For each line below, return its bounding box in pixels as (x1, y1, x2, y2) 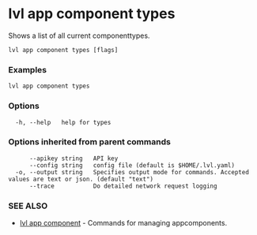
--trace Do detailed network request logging (28, 182, 217, 190)
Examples (8, 64, 47, 75)
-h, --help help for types (15, 118, 111, 126)
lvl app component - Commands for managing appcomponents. (19, 218, 228, 228)
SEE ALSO (8, 200, 48, 211)
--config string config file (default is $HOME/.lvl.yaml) (28, 161, 236, 170)
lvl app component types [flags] (8, 46, 119, 54)
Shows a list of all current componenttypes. (8, 31, 150, 40)
